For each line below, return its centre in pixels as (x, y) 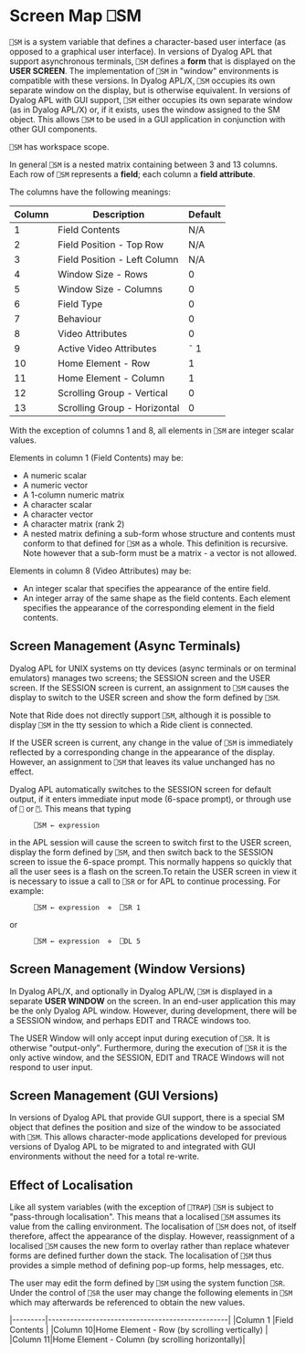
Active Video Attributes (107, 348)
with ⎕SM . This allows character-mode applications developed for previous (148, 1137)
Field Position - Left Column (118, 259)
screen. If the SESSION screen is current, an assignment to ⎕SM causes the (149, 687)
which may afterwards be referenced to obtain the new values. (127, 1303)
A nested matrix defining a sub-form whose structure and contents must (159, 533)
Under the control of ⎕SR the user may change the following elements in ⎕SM (151, 1293)
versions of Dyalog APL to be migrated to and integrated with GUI (132, 1147)
